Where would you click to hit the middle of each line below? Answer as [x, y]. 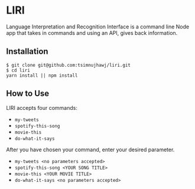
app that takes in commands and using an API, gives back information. [92, 32]
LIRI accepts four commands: [42, 107]
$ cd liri [18, 70]
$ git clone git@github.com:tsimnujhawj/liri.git [69, 65]
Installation [27, 52]
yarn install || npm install [42, 75]
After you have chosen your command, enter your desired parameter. [90, 149]
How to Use [28, 94]
